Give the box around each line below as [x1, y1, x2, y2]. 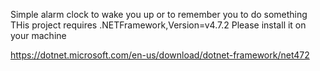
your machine [10, 30, 67, 41]
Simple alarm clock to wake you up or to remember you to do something [10, 9, 308, 20]
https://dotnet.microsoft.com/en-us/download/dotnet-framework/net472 [10, 49, 310, 61]
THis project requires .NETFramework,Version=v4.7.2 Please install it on [10, 19, 307, 31]
